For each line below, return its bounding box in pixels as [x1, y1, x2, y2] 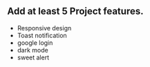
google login [17, 38, 53, 47]
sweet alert [17, 53, 50, 61]
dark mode [17, 46, 48, 54]
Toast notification [17, 31, 67, 39]
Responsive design [17, 23, 72, 32]
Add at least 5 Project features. [7, 6, 144, 17]
